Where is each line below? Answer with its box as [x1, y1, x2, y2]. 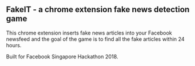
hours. [6, 41, 22, 48]
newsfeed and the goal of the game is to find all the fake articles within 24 [6, 35, 185, 43]
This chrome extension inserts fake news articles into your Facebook [6, 29, 172, 36]
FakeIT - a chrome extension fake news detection [6, 5, 190, 15]
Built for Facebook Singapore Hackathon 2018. [6, 53, 119, 60]
